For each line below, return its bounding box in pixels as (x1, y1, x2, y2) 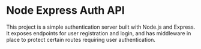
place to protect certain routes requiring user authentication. (6, 36, 156, 43)
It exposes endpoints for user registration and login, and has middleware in (6, 29, 191, 36)
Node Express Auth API (6, 4, 125, 17)
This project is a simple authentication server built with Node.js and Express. (6, 23, 196, 30)
